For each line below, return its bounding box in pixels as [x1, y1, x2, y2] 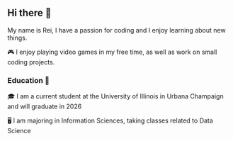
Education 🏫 [7, 75, 50, 85]
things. [7, 33, 28, 42]
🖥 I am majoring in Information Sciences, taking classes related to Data [7, 116, 214, 125]
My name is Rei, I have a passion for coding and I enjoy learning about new [7, 26, 226, 34]
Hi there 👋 [7, 7, 52, 19]
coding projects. [7, 57, 55, 66]
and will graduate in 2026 [7, 102, 82, 111]
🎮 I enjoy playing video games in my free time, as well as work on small [7, 47, 217, 56]
